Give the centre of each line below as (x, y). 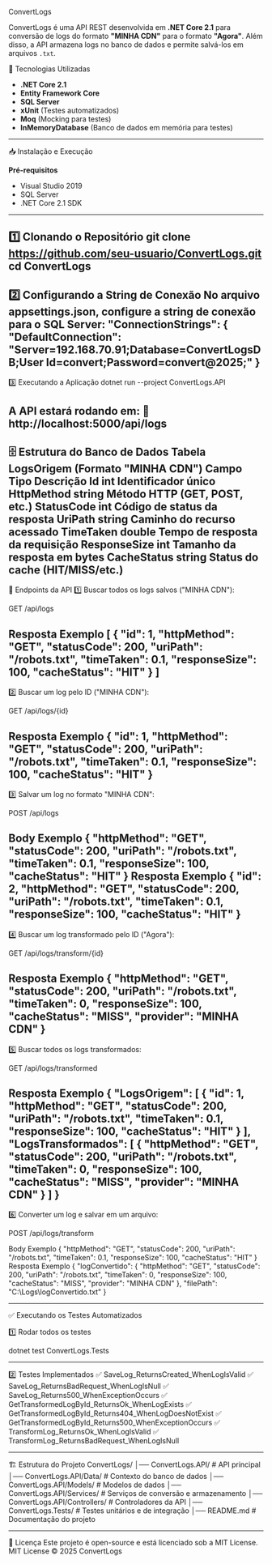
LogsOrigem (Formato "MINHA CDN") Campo (125, 469)
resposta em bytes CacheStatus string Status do (134, 557)
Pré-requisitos (33, 170)
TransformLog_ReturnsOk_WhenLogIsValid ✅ (84, 1432)
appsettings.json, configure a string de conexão (132, 311)
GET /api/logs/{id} (38, 711)
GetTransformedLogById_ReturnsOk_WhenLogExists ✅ (100, 1404)
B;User (26, 362)
